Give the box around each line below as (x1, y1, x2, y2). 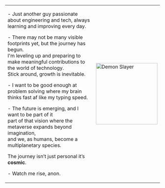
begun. (7, 46, 24, 53)
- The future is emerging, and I (7, 105, 79, 112)
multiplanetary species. (7, 142, 61, 149)
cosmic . (7, 159, 27, 166)
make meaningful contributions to (7, 58, 85, 65)
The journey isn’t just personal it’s (7, 153, 85, 160)
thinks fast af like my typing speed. (7, 94, 88, 101)
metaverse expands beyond (7, 124, 72, 130)
